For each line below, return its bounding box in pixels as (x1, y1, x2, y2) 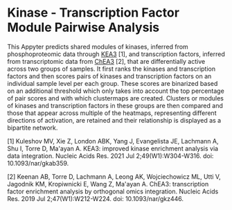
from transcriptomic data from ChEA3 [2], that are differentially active (7, 57, 206, 65)
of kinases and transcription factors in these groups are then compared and (7, 101, 223, 110)
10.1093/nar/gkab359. (7, 159, 69, 167)
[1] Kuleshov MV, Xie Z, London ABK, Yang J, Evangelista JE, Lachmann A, (7, 137, 220, 145)
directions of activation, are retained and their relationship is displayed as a (7, 116, 222, 124)
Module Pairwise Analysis (7, 19, 160, 35)
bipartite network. (7, 123, 58, 132)
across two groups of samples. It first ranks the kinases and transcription (7, 64, 216, 73)
